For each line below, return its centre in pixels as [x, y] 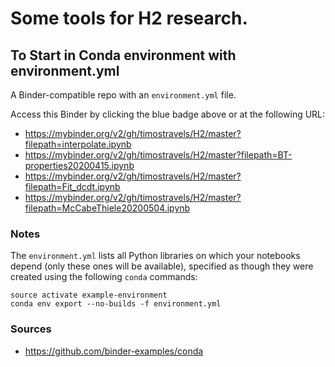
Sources [31, 329]
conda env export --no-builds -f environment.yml [116, 304]
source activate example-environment [89, 295]
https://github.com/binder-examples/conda [114, 351]
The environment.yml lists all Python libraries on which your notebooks [155, 256]
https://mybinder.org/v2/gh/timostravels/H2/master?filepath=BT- [158, 155]
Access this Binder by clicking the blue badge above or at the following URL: [168, 114]
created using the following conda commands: [104, 277]
